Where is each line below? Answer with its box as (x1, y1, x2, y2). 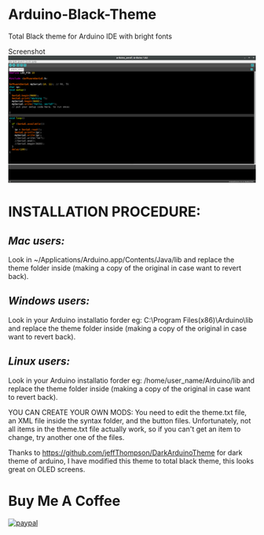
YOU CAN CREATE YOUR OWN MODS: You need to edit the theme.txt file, (8, 407, 247, 417)
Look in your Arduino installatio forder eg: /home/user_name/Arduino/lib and (8, 376, 255, 385)
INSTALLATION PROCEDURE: (8, 203, 201, 221)
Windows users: (8, 295, 90, 308)
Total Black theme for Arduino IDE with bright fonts (8, 31, 173, 41)
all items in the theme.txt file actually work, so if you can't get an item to (8, 424, 241, 434)
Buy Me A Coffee (8, 492, 121, 510)
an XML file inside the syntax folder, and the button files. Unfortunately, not (8, 416, 251, 425)
